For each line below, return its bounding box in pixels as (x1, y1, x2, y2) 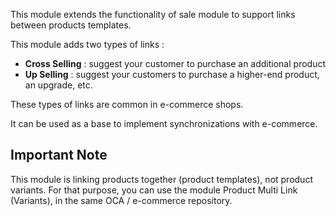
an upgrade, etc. (24, 79, 93, 91)
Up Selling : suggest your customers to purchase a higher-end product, (24, 69, 320, 80)
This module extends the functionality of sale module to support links (10, 9, 296, 20)
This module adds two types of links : (10, 39, 165, 50)
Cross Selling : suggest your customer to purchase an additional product (24, 58, 326, 69)
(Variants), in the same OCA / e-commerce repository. (10, 194, 233, 206)
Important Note (10, 147, 108, 164)
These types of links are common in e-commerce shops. (10, 99, 244, 110)
